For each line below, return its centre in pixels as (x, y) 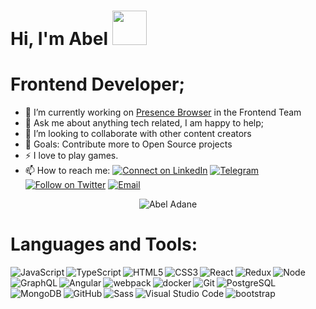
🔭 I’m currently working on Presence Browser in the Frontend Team (163, 112)
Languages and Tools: (104, 244)
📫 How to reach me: (67, 171)
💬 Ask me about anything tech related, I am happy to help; (144, 123)
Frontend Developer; (98, 84)
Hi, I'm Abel (59, 39)
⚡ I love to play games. (71, 156)
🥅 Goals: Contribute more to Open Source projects (128, 144)
